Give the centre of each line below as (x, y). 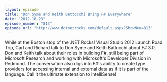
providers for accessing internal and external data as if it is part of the (77, 69)
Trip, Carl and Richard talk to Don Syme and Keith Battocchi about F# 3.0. (81, 48)
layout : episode (22, 10)
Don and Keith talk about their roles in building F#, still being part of (74, 53)
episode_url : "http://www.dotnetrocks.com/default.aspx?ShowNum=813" (79, 28)
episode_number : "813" (29, 24)
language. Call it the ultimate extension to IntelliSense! (61, 74)
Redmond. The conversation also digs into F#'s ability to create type (75, 64)
